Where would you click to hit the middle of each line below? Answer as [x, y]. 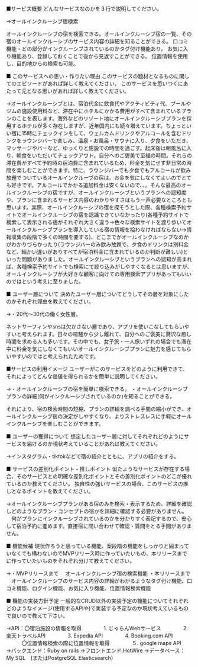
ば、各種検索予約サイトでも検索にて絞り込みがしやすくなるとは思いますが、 [99, 267]
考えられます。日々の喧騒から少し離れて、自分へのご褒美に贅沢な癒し [107, 334]
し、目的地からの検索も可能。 [42, 63]
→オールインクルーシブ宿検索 [42, 21]
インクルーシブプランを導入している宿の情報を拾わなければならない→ [102, 229]
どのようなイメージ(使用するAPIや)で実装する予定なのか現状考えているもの [98, 608]
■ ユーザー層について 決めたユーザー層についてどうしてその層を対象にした [98, 294]
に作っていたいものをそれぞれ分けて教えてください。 [71, 561]
